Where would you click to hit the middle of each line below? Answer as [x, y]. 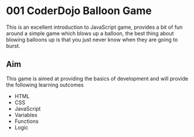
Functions [27, 121]
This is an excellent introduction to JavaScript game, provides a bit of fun [94, 27]
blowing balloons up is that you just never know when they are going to [92, 39]
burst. [13, 46]
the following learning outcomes [45, 85]
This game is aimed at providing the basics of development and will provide [97, 78]
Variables [26, 115]
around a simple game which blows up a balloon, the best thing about [90, 33]
